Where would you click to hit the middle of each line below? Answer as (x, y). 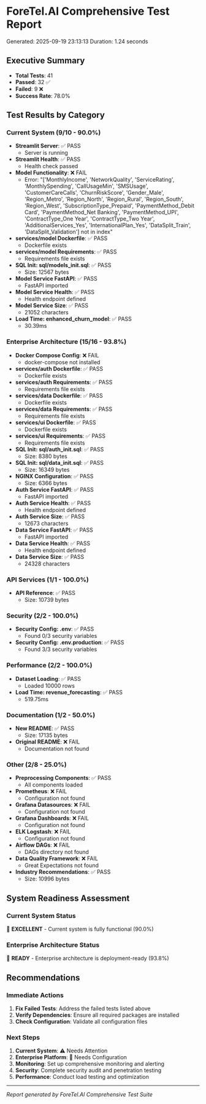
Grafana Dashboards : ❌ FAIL (52, 818)
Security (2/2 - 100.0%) (42, 615)
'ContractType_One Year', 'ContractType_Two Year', (90, 219)
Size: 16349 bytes (47, 469)
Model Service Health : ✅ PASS (55, 292)
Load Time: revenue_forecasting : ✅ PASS (69, 692)
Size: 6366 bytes (46, 483)
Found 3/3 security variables (61, 650)
